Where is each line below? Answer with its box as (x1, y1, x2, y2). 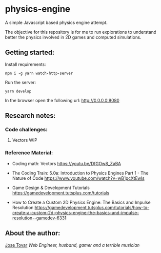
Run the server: (5, 79, 36, 85)
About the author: (5, 229, 60, 237)
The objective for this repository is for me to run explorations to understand (5, 29, 157, 35)
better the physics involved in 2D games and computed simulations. (5, 34, 141, 40)
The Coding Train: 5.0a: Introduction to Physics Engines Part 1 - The (12, 170, 149, 176)
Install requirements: (5, 61, 46, 67)
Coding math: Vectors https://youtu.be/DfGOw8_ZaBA (12, 160, 121, 167)
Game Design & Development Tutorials (12, 185, 90, 190)
